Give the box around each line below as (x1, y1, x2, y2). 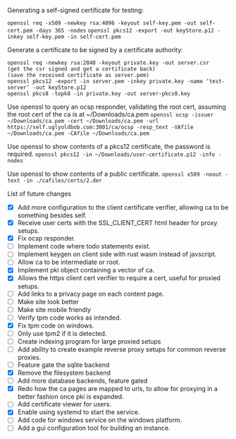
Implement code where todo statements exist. (17, 242, 151, 251)
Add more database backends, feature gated (17, 377, 148, 385)
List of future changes (7, 190, 72, 198)
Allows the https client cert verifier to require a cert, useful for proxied (17, 274, 221, 282)
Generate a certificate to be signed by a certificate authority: (7, 46, 183, 54)
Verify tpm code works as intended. (17, 313, 122, 322)
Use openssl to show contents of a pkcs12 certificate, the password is (7, 143, 211, 150)
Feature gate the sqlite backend (17, 361, 110, 369)
